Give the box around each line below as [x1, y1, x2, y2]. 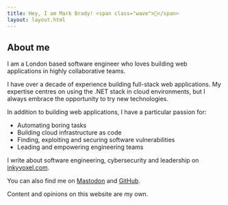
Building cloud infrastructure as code [16, 128, 122, 137]
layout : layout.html [7, 16, 66, 23]
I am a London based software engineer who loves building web [7, 59, 188, 68]
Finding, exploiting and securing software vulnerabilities [16, 136, 175, 144]
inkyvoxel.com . [7, 163, 50, 172]
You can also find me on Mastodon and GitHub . [7, 177, 140, 185]
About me [7, 42, 50, 53]
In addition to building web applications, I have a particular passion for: [7, 108, 207, 116]
